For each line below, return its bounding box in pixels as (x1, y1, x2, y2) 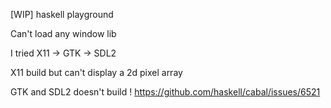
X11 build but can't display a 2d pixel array (10, 67, 183, 78)
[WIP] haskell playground (10, 9, 114, 20)
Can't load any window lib (10, 28, 117, 39)
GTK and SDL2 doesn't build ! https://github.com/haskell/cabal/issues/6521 (10, 86, 321, 98)
